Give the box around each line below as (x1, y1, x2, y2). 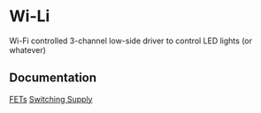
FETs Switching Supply (9, 94, 93, 104)
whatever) (9, 44, 47, 55)
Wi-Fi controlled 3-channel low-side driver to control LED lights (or (9, 35, 253, 46)
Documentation (9, 71, 97, 86)
